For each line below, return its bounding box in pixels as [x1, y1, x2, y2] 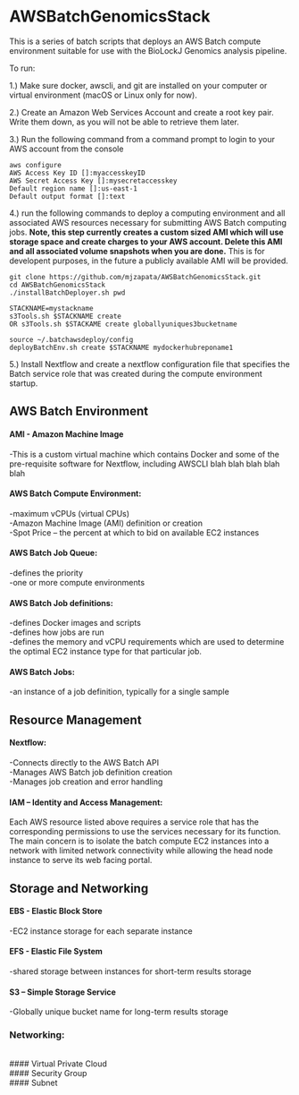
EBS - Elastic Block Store [9, 906, 103, 917]
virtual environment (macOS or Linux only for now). [9, 90, 198, 100]
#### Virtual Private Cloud [9, 1058, 107, 1069]
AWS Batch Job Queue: [9, 548, 98, 559]
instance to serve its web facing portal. [9, 855, 153, 866]
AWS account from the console [9, 143, 124, 154]
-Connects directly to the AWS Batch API [9, 757, 159, 767]
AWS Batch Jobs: [9, 666, 76, 677]
